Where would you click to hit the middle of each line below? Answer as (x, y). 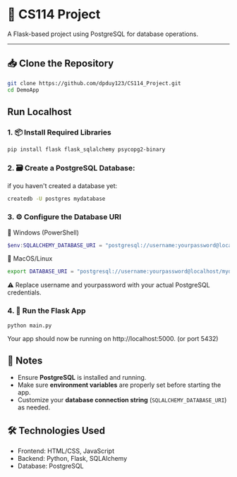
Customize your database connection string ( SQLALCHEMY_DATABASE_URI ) (122, 400)
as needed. (34, 407)
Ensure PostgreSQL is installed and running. (82, 378)
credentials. (24, 292)
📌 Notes (25, 360)
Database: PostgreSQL (50, 466)
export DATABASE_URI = (41, 272)
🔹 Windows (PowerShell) (43, 233)
